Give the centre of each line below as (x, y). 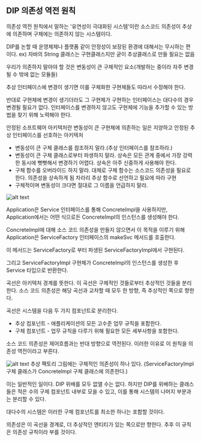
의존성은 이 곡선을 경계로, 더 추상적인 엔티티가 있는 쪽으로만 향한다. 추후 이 (93, 424)
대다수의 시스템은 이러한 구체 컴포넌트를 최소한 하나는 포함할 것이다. (85, 412)
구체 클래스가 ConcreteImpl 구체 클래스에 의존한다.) (67, 371)
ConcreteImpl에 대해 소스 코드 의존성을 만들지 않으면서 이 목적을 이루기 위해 (95, 229)
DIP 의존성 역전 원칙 (41, 11)
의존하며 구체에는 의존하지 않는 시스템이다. (62, 34)
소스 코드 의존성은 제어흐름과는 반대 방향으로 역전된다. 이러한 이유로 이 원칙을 (97, 343)
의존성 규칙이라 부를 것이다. (44, 432)
